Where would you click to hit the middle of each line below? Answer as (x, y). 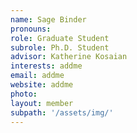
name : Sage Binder (48, 19)
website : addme (42, 85)
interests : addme (46, 66)
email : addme (37, 76)
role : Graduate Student (60, 38)
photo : (24, 94)
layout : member (42, 103)
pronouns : (31, 29)
